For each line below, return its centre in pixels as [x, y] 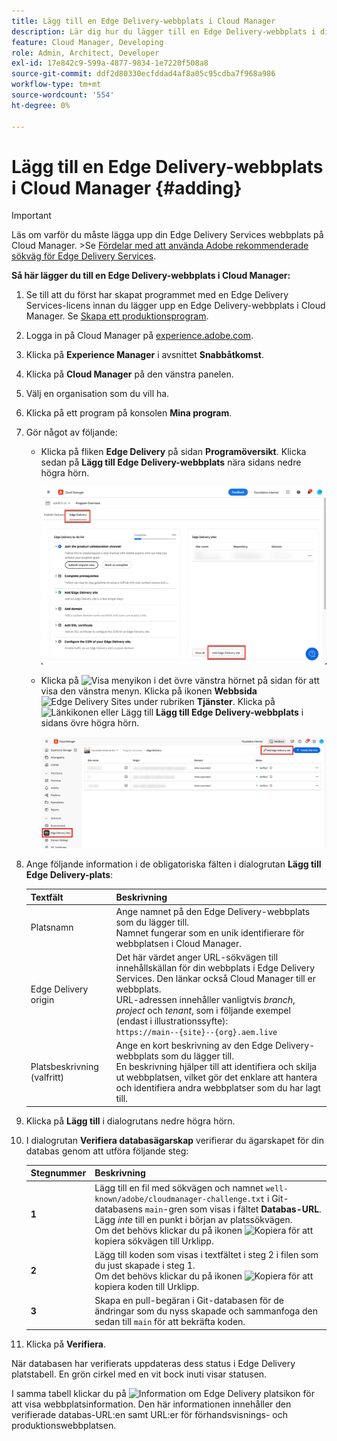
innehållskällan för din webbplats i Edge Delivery [215, 968]
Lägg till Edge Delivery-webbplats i [229, 712]
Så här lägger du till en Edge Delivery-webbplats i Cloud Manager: [151, 276]
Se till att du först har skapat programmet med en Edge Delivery [157, 295]
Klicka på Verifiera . [65, 1344]
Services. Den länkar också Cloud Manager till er [215, 979]
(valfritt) [47, 1077]
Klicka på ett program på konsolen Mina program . [129, 413]
